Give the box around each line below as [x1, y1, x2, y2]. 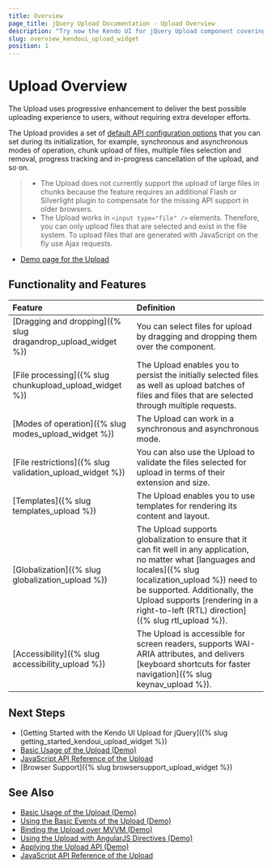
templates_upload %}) [12, 505, 97, 516]
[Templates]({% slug [12, 495, 91, 506]
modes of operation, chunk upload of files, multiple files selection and [8, 145, 241, 155]
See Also [8, 786, 54, 800]
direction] [209, 604, 247, 616]
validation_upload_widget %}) [12, 466, 125, 478]
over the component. [136, 341, 216, 352]
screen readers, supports [136, 638, 233, 649]
